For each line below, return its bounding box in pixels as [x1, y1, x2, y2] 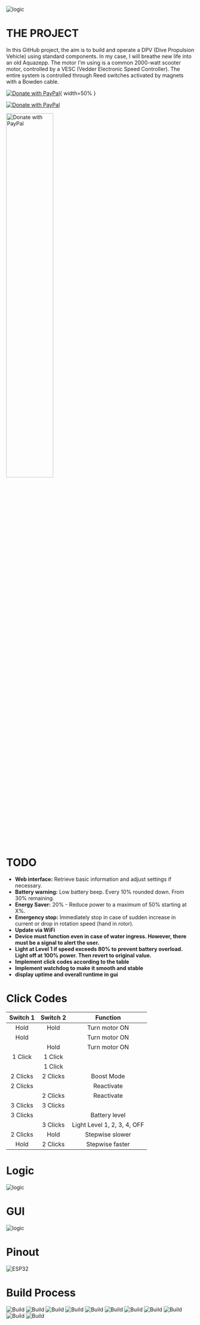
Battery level [90, 1110, 126, 1119]
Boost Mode [91, 1072, 125, 1080]
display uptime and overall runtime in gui [14, 971, 118, 978]
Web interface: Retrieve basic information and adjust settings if [14, 876, 172, 883]
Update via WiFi [14, 926, 56, 934]
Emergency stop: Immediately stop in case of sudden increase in [14, 913, 176, 920]
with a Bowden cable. [6, 78, 60, 85]
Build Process [6, 1286, 76, 1299]
